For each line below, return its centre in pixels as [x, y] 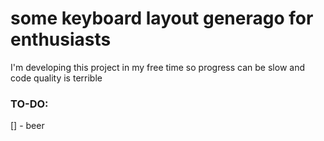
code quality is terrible [56, 78]
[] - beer [27, 126]
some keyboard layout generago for [162, 18]
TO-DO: [29, 104]
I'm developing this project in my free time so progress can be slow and [157, 67]
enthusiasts [61, 39]
